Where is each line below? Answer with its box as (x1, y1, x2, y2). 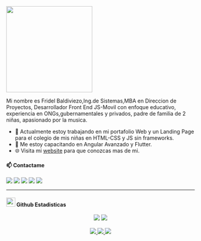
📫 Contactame (6, 161, 45, 168)
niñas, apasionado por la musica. (6, 116, 88, 123)
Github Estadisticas (16, 201, 66, 208)
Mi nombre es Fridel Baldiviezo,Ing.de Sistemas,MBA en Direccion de (6, 97, 176, 104)
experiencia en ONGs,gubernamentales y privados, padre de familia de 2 (6, 110, 186, 117)
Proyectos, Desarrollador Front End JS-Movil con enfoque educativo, (6, 104, 176, 110)
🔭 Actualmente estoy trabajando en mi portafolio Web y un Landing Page (14, 128, 194, 135)
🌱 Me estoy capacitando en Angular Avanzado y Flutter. (14, 141, 153, 147)
